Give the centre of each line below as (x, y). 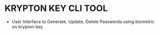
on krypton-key (27, 26)
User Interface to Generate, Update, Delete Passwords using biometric (83, 22)
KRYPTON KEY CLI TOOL (56, 8)
